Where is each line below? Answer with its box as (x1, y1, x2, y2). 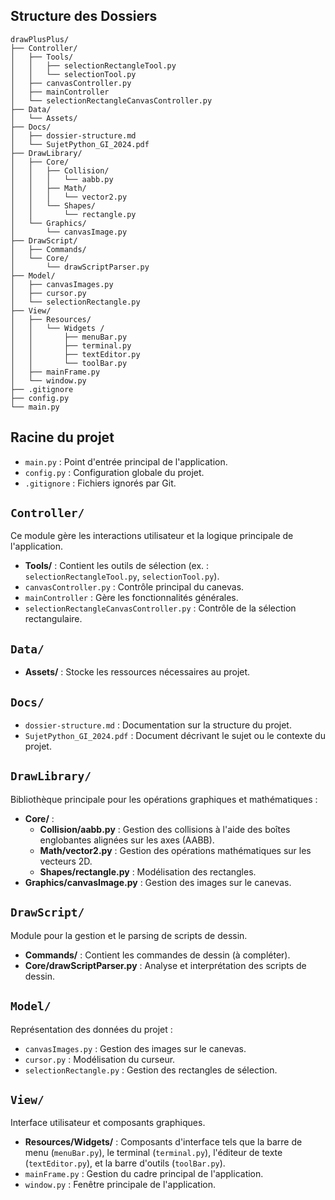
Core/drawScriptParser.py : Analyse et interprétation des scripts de (24, 959, 307, 971)
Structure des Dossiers (10, 8, 158, 25)
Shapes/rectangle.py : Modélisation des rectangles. (39, 865, 257, 878)
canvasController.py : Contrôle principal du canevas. (24, 581, 245, 593)
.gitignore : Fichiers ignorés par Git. (24, 477, 177, 489)
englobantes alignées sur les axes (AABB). (39, 834, 215, 846)
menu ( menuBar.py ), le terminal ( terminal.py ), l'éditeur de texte (24, 1147, 283, 1159)
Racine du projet (10, 429, 115, 446)
